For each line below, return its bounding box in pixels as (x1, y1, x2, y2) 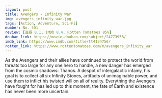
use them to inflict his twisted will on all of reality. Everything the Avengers (5, 78, 156, 84)
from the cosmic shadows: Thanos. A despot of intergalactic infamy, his (5, 67, 150, 73)
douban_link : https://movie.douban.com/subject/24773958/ (5, 35, 126, 40)
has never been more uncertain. (5, 88, 70, 94)
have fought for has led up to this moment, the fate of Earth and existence (5, 83, 155, 89)
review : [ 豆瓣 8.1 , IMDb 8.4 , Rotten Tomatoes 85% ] (5, 30, 112, 35)
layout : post (5, 7, 32, 12)
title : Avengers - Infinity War (5, 12, 71, 17)
